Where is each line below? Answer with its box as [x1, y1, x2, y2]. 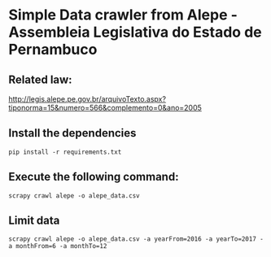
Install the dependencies [8, 126, 137, 140]
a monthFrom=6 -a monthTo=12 [8, 242, 107, 250]
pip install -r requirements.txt [8, 148, 122, 156]
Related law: [8, 72, 72, 86]
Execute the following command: [8, 170, 179, 184]
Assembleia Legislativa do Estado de [8, 23, 262, 41]
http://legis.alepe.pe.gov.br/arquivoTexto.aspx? [8, 94, 167, 103]
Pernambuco [8, 41, 98, 59]
